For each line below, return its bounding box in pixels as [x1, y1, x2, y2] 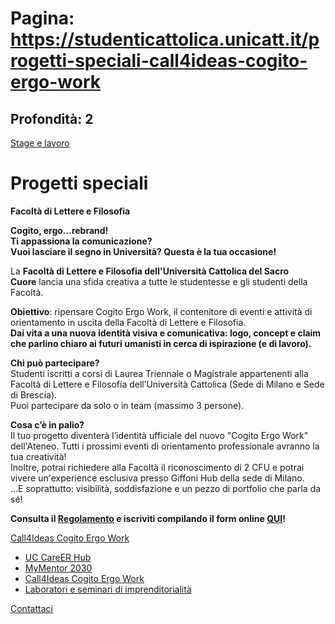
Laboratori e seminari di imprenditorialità [24, 583, 192, 595]
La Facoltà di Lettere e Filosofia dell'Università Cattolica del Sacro [10, 265, 290, 277]
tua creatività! [10, 450, 67, 462]
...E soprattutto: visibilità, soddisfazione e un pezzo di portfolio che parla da [10, 482, 322, 494]
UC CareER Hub [24, 551, 92, 563]
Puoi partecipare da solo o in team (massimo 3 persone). [10, 399, 245, 411]
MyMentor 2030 [24, 562, 93, 574]
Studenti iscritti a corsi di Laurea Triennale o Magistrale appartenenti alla [10, 367, 309, 379]
